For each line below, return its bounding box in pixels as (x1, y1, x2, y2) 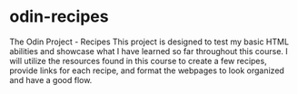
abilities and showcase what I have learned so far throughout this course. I (9, 45, 288, 56)
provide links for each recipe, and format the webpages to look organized (9, 65, 284, 76)
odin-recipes (9, 6, 109, 27)
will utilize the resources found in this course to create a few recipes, (9, 55, 267, 66)
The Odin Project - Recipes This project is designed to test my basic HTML (9, 36, 289, 47)
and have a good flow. (9, 74, 93, 85)
